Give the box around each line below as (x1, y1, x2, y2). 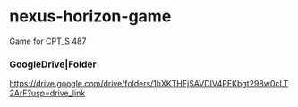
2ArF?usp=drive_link (9, 87, 86, 99)
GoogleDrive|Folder (9, 58, 97, 70)
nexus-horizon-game (9, 6, 172, 27)
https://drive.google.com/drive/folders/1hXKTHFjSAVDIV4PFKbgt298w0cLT (9, 78, 289, 89)
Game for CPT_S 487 (9, 36, 87, 46)
